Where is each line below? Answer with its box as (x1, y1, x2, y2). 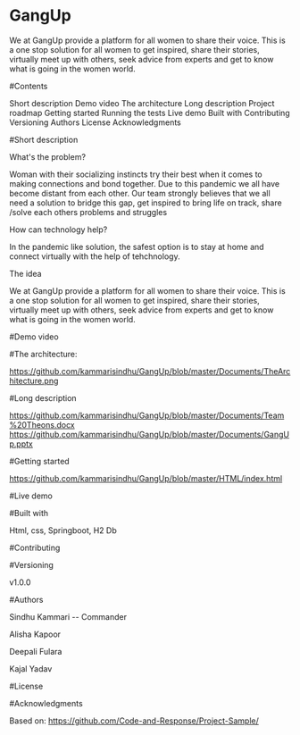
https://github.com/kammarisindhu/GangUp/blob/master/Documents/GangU (9, 429, 290, 439)
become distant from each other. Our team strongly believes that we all (9, 188, 271, 198)
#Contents (9, 80, 48, 91)
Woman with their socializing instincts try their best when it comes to (9, 169, 263, 180)
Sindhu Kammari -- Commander (9, 611, 128, 622)
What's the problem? (9, 151, 87, 162)
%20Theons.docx (9, 419, 75, 430)
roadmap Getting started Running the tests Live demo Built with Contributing (9, 107, 290, 118)
